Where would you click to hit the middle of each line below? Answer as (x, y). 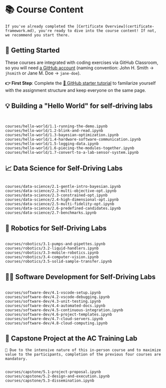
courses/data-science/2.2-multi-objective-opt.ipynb (61, 191)
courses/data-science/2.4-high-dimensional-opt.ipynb (62, 200)
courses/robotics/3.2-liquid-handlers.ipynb (52, 248)
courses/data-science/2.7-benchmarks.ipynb (51, 213)
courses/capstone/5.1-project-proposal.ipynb (53, 372)
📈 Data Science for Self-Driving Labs (64, 168)
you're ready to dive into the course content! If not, (97, 30)
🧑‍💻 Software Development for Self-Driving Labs (80, 277)
